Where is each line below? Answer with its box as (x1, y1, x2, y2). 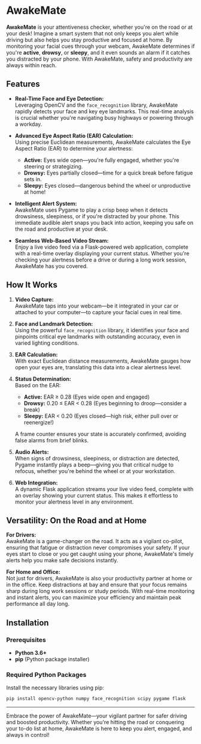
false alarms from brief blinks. (14, 436, 89, 444)
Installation (6, 618, 49, 628)
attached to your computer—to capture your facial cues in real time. (14, 308, 182, 315)
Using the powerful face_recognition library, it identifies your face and (14, 326, 190, 333)
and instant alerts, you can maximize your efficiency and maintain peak (6, 594, 181, 601)
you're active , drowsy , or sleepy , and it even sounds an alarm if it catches (6, 49, 190, 56)
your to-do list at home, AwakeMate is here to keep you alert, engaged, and (6, 725, 193, 732)
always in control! (6, 731, 50, 739)
